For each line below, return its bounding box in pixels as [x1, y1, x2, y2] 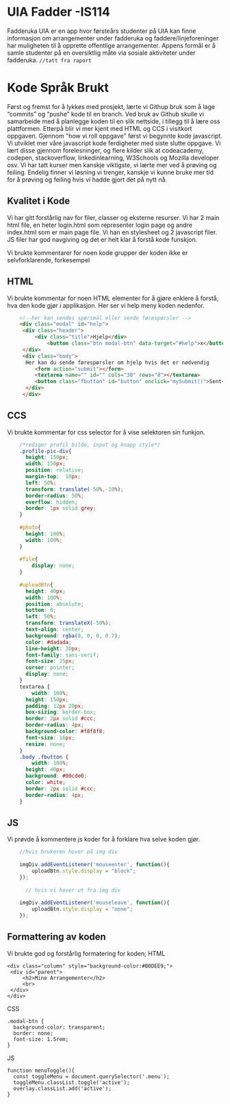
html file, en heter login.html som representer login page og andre [7, 221, 193, 229]
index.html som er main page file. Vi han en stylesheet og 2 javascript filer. [7, 228, 218, 236]
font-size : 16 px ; [25, 734, 75, 741]
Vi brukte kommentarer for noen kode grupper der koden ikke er [7, 248, 188, 257]
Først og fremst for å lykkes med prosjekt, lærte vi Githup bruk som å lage [7, 102, 216, 110]
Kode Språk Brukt [7, 80, 110, 96]
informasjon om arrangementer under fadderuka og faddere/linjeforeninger [7, 34, 219, 42]
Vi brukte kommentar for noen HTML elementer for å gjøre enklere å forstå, [7, 294, 219, 302]
